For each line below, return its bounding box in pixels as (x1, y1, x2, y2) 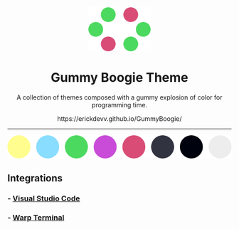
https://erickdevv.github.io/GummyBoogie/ (56, 114, 183, 123)
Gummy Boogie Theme (51, 70, 188, 86)
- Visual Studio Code (7, 193, 80, 203)
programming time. (91, 101, 148, 110)
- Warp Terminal (7, 213, 65, 223)
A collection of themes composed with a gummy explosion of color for (16, 93, 223, 102)
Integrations (7, 172, 63, 184)
